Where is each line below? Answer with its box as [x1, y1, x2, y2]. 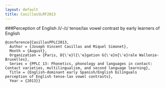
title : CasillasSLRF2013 [5, 12, 56, 17]
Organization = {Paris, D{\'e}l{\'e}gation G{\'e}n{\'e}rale [9, 52, 137, 58]
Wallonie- [139, 52, 160, 58]
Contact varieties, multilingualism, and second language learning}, [5, 66, 151, 70]
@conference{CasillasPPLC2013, [5, 40, 69, 44]
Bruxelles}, [5, 57, 29, 62]
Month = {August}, [9, 48, 48, 53]
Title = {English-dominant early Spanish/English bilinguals [9, 69, 137, 75]
